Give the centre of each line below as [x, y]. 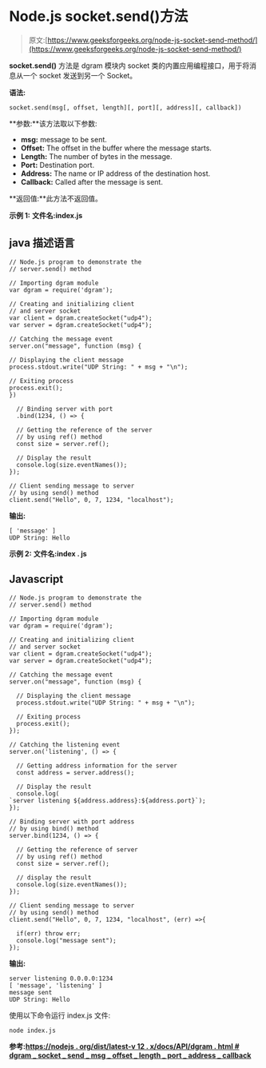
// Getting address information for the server [97, 765]
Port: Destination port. [58, 165]
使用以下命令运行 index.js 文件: [60, 1015]
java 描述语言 [42, 243]
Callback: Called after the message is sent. [91, 181]
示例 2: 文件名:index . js [48, 553]
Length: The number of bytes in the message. [96, 156]
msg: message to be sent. [64, 139]
